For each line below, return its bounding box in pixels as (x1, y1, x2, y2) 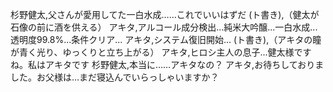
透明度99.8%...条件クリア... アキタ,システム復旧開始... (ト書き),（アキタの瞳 (10, 34, 322, 45)
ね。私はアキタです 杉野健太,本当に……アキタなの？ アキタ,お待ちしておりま (10, 59, 325, 70)
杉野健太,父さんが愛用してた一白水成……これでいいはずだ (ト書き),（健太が (10, 9, 320, 20)
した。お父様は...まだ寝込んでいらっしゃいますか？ (10, 71, 220, 83)
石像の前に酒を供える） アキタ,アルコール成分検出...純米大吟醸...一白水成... (10, 21, 318, 33)
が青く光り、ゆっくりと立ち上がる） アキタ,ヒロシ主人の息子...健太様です (10, 46, 312, 58)
